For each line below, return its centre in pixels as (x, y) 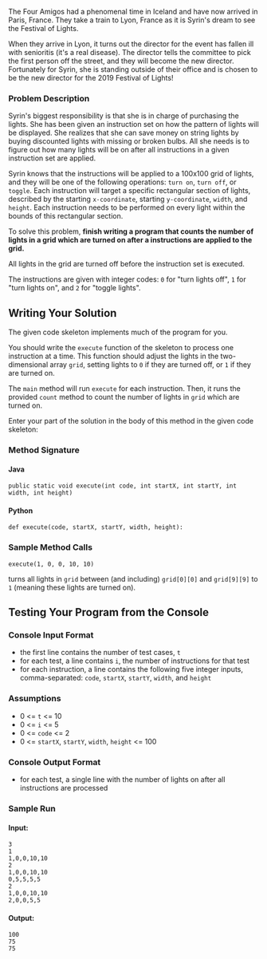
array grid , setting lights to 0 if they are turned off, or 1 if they (150, 365)
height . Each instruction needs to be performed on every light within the (127, 207)
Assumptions (35, 699)
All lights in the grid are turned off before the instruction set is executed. (127, 264)
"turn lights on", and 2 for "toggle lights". (75, 288)
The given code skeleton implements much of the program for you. (118, 332)
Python (21, 511)
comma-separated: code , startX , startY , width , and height (116, 678)
